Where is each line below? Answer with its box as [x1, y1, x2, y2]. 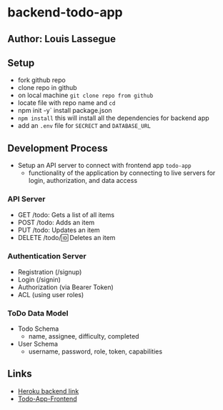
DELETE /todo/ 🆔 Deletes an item [17, 233, 116, 241]
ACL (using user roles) [17, 290, 84, 299]
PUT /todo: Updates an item [17, 226, 100, 234]
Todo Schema [17, 324, 59, 333]
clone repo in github [17, 84, 77, 92]
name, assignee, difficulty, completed [28, 332, 139, 341]
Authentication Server [7, 251, 87, 261]
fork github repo [17, 76, 66, 84]
